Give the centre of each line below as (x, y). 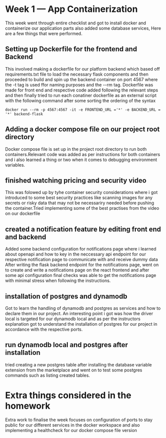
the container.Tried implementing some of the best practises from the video (82, 208)
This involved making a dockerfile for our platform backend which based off (83, 69)
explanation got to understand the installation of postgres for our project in (81, 324)
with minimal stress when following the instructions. (58, 281)
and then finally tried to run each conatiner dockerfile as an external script (81, 95)
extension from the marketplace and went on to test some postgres (74, 370)
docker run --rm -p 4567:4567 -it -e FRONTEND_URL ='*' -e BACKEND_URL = (83, 110)
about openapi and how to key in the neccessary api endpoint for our (76, 254)
